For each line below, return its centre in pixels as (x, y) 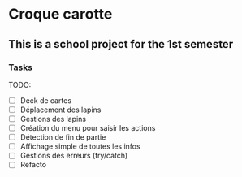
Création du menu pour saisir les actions (88, 128)
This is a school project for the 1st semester (121, 44)
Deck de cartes (45, 100)
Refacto (33, 165)
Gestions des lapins (53, 119)
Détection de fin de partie (63, 137)
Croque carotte (61, 14)
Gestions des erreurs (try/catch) (74, 156)
